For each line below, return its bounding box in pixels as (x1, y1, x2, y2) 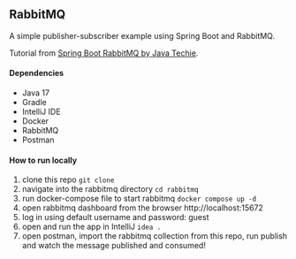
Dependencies (9, 68, 65, 79)
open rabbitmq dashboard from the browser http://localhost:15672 (21, 202, 263, 213)
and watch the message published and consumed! (21, 240, 206, 251)
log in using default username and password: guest (21, 212, 209, 223)
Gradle (21, 97, 47, 108)
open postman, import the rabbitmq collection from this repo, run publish (21, 231, 288, 241)
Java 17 (21, 88, 50, 98)
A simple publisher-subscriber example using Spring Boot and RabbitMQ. (9, 30, 276, 41)
